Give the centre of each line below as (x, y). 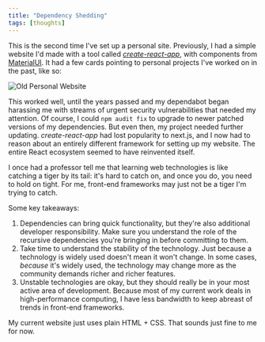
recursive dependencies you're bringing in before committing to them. (134, 240)
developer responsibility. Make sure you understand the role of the (128, 231)
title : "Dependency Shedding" (58, 15)
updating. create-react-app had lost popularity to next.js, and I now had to (129, 135)
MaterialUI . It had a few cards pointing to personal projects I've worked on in (133, 62)
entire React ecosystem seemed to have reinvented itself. (102, 152)
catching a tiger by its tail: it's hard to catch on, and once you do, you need (130, 176)
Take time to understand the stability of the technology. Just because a (135, 248)
